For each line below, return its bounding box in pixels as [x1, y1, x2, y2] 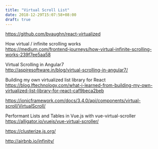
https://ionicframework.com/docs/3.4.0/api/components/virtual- [5, 97, 141, 104]
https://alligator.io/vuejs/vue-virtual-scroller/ [5, 118, 99, 125]
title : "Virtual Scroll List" [5, 7, 70, 13]
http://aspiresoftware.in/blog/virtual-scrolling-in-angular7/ [5, 67, 128, 73]
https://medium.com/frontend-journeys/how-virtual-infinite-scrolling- [5, 46, 152, 53]
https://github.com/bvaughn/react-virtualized [5, 31, 101, 37]
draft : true [5, 17, 31, 22]
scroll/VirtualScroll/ [5, 103, 46, 109]
